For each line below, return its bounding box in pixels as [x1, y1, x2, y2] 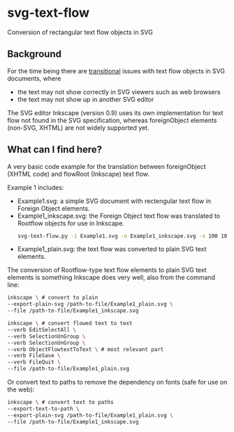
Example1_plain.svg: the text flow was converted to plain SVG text [17, 245, 207, 253]
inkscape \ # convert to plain [7, 295, 98, 301]
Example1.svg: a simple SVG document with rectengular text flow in [17, 197, 212, 205]
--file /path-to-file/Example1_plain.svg [7, 365, 130, 373]
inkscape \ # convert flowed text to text [7, 320, 133, 327]
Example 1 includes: [7, 183, 64, 191]
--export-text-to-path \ [7, 405, 80, 412]
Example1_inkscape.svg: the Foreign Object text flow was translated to [17, 211, 221, 220]
